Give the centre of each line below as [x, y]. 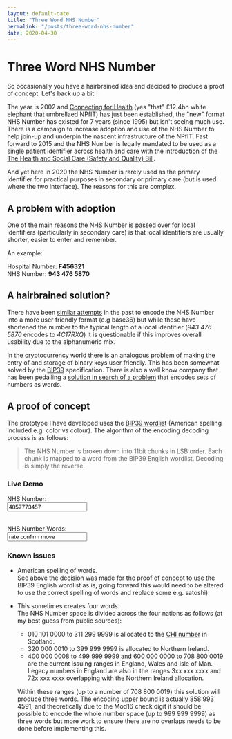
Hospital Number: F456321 [46, 266]
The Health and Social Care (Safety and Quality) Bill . [81, 158]
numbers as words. [35, 384]
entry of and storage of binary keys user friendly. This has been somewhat [113, 362]
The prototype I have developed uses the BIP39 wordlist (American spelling [115, 423]
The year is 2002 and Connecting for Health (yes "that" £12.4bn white [107, 107]
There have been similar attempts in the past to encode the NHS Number [111, 312]
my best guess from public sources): [69, 621]
